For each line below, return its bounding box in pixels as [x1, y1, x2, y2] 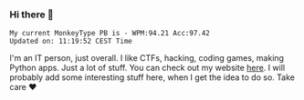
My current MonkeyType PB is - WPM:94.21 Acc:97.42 [9, 29, 210, 38]
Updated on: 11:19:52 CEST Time [9, 36, 132, 46]
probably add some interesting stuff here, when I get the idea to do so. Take [9, 72, 295, 83]
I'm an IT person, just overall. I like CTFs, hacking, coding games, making [9, 53, 285, 64]
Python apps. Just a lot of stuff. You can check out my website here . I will [9, 63, 286, 74]
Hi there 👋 [9, 8, 55, 21]
